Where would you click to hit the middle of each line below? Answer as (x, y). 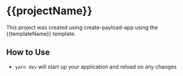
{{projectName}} (49, 11)
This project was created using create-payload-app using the (82, 27)
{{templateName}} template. (41, 33)
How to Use (28, 53)
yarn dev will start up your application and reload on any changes (96, 66)
